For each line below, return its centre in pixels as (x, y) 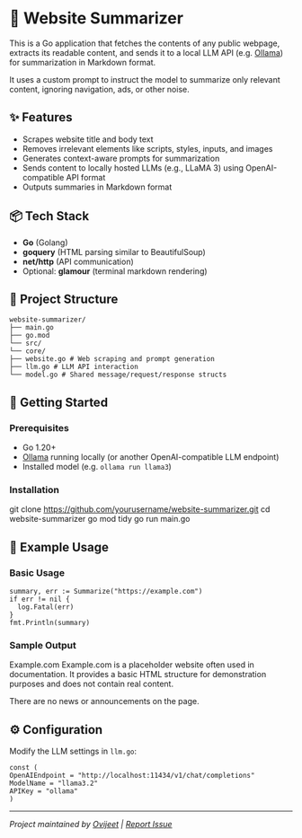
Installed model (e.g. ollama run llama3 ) (97, 467)
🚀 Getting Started (59, 402)
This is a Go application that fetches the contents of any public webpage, (145, 43)
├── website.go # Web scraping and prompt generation (112, 359)
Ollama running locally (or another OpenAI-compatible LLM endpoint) (151, 457)
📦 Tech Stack (49, 216)
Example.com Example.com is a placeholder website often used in (132, 665)
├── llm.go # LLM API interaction (74, 367)
